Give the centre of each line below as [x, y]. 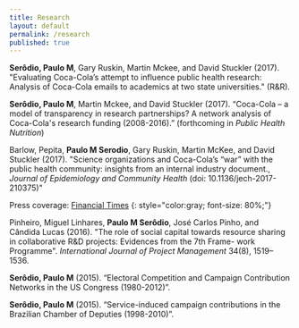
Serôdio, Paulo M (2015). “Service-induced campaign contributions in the [145, 305]
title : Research [39, 17]
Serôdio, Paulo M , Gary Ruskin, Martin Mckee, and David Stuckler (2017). [145, 68]
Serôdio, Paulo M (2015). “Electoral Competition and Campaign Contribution [150, 278]
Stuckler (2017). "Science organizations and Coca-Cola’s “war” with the [141, 160]
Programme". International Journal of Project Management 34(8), [131, 251]
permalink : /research [50, 34]
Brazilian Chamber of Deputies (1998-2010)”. [92, 315]
